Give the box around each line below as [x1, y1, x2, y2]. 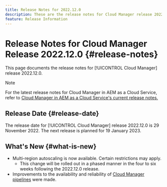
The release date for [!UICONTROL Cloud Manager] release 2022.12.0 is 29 [5, 122, 160, 128]
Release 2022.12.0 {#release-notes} [5, 48, 158, 60]
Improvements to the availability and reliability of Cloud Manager [12, 171, 145, 177]
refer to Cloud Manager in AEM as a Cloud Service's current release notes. [5, 95, 158, 101]
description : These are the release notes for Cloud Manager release [5, 12, 153, 17]
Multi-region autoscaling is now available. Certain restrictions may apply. [12, 155, 162, 161]
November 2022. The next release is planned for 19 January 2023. [5, 128, 142, 134]
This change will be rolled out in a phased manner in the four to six [19, 160, 157, 167]
